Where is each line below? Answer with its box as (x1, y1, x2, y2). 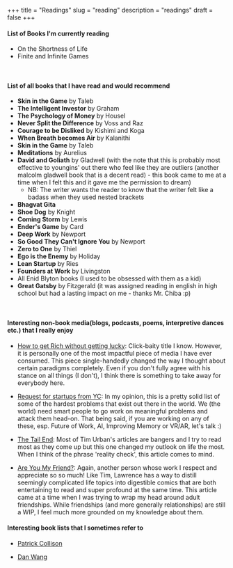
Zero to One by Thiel (17, 245, 77, 253)
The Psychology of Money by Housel (17, 111, 126, 120)
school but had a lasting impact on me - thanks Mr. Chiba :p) (17, 289, 191, 298)
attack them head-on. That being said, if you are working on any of (17, 414, 210, 423)
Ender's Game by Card (17, 223, 84, 231)
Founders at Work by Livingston (17, 267, 111, 276)
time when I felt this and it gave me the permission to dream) (17, 178, 191, 187)
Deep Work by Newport (17, 230, 86, 239)
